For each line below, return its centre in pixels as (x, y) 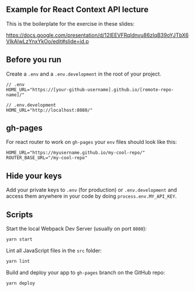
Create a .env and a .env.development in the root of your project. (84, 74)
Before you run (34, 60)
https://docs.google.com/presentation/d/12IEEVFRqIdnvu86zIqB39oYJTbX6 (97, 35)
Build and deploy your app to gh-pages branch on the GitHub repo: (85, 272)
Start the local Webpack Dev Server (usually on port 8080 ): (76, 229)
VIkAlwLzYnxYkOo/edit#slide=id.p (47, 41)
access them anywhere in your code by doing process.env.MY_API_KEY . (91, 196)
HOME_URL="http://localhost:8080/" (49, 110)
